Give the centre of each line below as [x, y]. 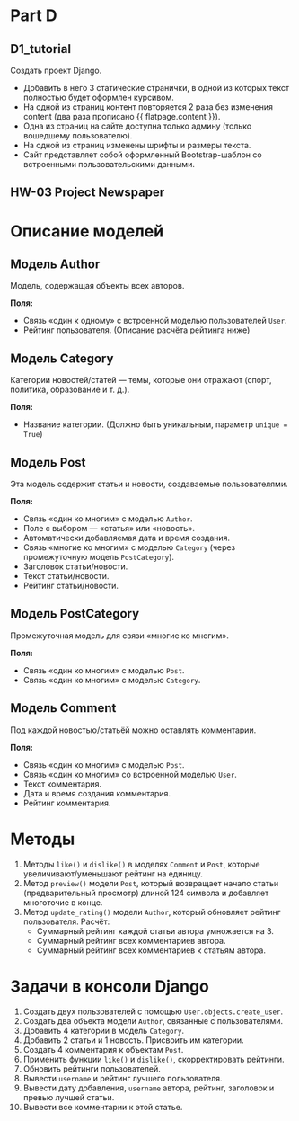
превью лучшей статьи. [69, 1097]
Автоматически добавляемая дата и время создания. [127, 538]
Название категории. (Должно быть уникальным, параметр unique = [155, 424]
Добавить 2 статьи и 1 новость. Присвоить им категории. [134, 1040]
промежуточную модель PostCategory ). [98, 557]
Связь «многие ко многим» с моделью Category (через [129, 547]
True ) [33, 434]
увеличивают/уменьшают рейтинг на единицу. [113, 874]
